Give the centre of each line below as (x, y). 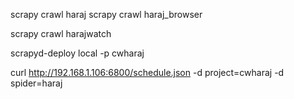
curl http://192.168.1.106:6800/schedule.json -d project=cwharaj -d (147, 72)
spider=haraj (36, 83)
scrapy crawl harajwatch (61, 33)
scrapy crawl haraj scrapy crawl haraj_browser (106, 14)
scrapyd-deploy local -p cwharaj (77, 53)
